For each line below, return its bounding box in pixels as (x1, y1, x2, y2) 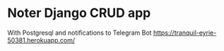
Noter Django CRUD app (7, 5, 151, 21)
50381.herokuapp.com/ (7, 35, 76, 44)
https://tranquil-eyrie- (153, 28, 217, 37)
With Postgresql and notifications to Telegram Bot (7, 28, 152, 37)
